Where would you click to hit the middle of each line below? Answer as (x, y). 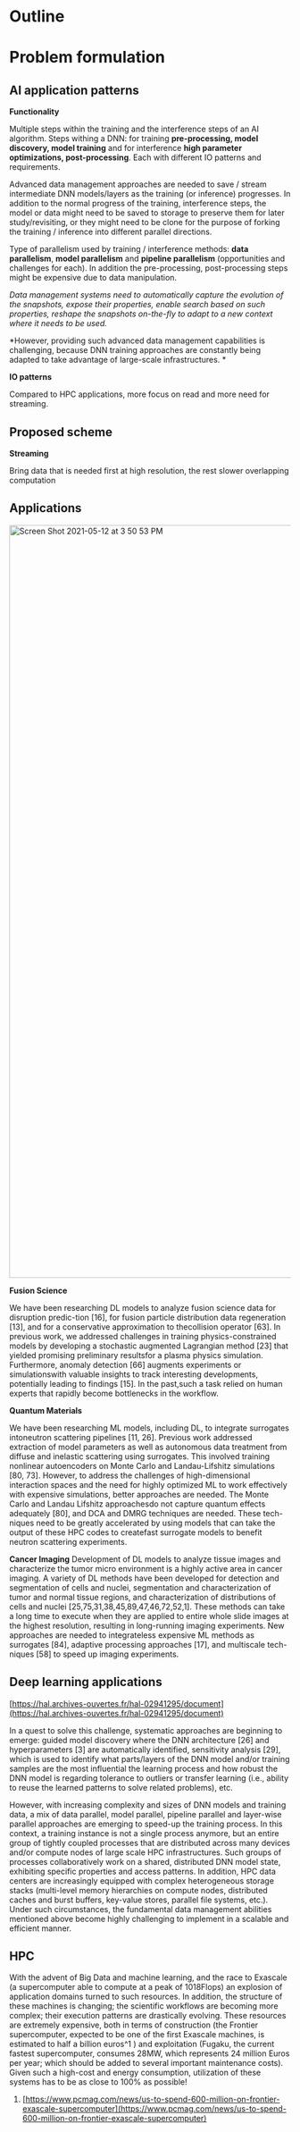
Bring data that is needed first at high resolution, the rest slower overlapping (149, 470)
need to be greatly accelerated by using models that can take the (156, 1523)
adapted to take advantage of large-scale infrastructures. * (118, 360)
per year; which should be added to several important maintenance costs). (146, 2063)
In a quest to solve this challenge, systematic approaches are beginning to (146, 1730)
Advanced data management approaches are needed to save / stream (138, 184)
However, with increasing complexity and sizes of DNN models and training (148, 1805)
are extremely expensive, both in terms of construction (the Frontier (134, 2025)
